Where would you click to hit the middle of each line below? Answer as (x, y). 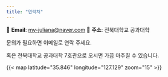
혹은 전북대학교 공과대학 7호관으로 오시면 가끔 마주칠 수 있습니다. (83, 55)
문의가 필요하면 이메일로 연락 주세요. (49, 42)
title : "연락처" (25, 12)
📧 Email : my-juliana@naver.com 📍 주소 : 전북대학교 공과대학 (78, 29)
